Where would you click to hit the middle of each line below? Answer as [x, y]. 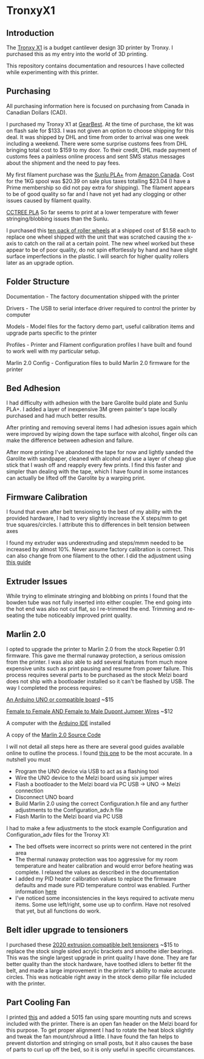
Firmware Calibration [47, 497]
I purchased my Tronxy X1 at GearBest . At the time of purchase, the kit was [100, 124]
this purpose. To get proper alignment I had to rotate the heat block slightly [100, 1030]
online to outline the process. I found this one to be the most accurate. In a [99, 753]
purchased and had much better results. [56, 416]
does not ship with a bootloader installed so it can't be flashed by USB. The [100, 681]
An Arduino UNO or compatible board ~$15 [60, 700]
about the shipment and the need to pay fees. [63, 163]
